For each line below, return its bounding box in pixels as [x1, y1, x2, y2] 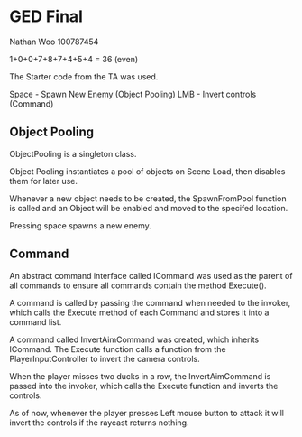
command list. [9, 316, 62, 327]
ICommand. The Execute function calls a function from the [9, 343, 227, 354]
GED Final [9, 6, 84, 27]
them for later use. [9, 175, 78, 186]
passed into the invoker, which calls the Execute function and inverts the [9, 380, 279, 391]
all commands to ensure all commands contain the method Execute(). [9, 280, 268, 291]
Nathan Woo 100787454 [9, 36, 99, 47]
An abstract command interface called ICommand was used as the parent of [9, 270, 293, 281]
